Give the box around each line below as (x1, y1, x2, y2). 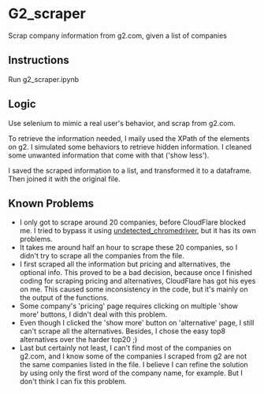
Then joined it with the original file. (8, 174, 121, 184)
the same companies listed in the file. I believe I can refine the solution (19, 360, 248, 370)
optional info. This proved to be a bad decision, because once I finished (19, 268, 252, 277)
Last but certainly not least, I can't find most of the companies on (19, 344, 232, 353)
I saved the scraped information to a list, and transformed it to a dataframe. (8, 165, 252, 175)
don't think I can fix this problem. (19, 377, 127, 386)
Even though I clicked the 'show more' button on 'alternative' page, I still (19, 318, 255, 328)
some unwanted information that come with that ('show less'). (8, 151, 210, 160)
